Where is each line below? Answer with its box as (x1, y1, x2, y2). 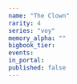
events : (8, 49, 34, 57)
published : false (8, 64, 67, 72)
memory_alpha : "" (8, 34, 67, 42)
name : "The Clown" (8, 11, 70, 20)
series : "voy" (8, 26, 56, 34)
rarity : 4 (8, 19, 42, 27)
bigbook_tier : (8, 42, 56, 50)
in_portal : (8, 57, 45, 65)
